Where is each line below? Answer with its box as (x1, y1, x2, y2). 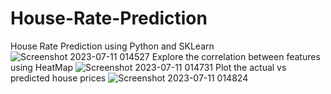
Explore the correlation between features (151, 50, 321, 62)
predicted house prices (10, 72, 107, 84)
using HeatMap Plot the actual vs (10, 61, 287, 73)
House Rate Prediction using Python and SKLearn (10, 40, 215, 52)
